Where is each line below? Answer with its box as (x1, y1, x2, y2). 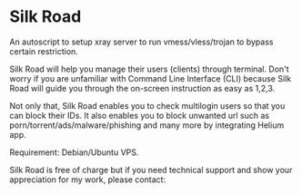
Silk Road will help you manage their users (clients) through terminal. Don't (9, 63, 289, 74)
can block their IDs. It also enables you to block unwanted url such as (9, 110, 270, 121)
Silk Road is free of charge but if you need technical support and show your (9, 164, 293, 175)
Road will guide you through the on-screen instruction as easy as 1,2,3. (9, 82, 276, 93)
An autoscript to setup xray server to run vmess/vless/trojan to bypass (9, 36, 274, 47)
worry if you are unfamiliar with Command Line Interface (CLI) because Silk (9, 73, 292, 83)
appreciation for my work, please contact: (9, 174, 166, 185)
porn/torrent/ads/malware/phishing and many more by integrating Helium (9, 120, 285, 131)
